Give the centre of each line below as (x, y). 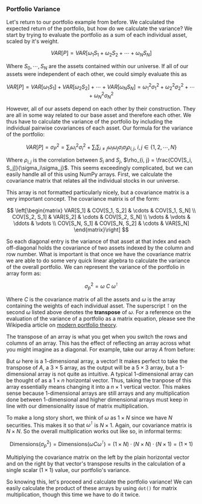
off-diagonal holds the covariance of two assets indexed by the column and (100, 248)
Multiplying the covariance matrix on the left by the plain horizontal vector (98, 457)
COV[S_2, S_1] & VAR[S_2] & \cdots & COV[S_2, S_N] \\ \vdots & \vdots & (101, 217)
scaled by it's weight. (33, 42)
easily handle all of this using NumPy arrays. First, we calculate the (90, 174)
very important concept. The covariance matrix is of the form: (83, 199)
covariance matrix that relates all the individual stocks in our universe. (93, 181)
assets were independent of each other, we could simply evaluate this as (96, 74)
